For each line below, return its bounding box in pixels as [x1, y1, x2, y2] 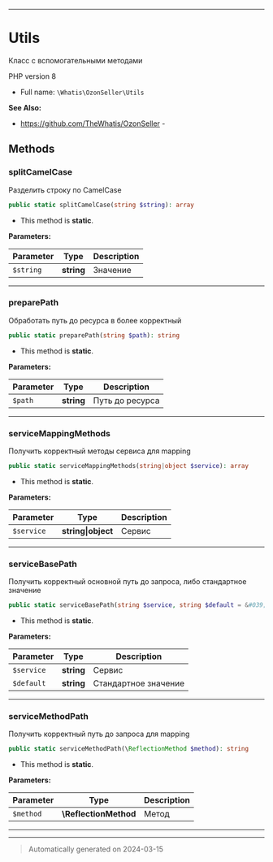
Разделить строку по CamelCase [8, 184, 122, 195]
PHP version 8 [8, 71, 57, 81]
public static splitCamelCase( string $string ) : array [8, 201, 195, 209]
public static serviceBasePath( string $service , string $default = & [8, 601, 249, 609]
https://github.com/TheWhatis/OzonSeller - [19, 119, 166, 128]
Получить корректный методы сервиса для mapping [8, 446, 191, 456]
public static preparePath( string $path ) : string [8, 331, 180, 340]
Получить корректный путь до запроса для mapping [8, 729, 190, 739]
